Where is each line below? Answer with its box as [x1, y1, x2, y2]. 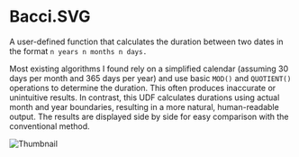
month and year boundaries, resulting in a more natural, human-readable [9, 101, 279, 112]
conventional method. [9, 120, 90, 132]
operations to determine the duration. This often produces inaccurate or [9, 82, 276, 93]
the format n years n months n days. [9, 45, 148, 56]
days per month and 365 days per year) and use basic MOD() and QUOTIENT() [9, 72, 292, 83]
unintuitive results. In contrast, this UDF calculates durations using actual [9, 92, 280, 103]
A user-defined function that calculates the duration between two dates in [9, 36, 284, 47]
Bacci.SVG [9, 6, 91, 27]
